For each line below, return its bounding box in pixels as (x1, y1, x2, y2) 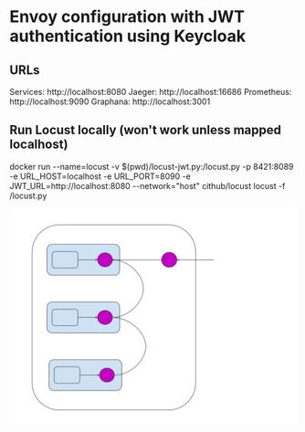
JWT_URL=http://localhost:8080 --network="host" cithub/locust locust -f (9, 180, 286, 191)
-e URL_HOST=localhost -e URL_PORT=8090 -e (9, 171, 192, 182)
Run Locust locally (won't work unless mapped (9, 122, 281, 138)
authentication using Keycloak (9, 26, 247, 47)
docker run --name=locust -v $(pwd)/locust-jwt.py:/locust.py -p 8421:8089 (9, 161, 294, 172)
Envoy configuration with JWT (9, 6, 245, 27)
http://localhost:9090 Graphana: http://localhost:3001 (9, 96, 211, 107)
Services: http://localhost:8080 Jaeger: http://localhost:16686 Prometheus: (9, 87, 292, 97)
